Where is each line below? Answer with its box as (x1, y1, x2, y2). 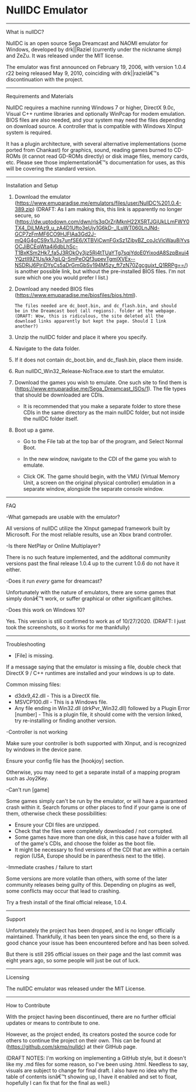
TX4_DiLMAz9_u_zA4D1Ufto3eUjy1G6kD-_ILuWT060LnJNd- (14, 224, 160, 231)
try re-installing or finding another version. (14, 717, 117, 724)
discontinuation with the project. (6, 75, 83, 82)
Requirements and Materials (6, 92, 74, 99)
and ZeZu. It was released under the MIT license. (6, 52, 124, 59)
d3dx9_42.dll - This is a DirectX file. (14, 692, 100, 699)
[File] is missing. (14, 652, 54, 659)
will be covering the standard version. (6, 165, 97, 172)
